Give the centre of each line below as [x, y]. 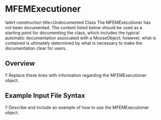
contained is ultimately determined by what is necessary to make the [74, 43]
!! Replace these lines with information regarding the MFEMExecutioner [76, 75]
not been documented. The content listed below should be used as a [74, 27]
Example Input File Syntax [45, 96]
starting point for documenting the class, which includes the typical [72, 33]
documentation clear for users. [36, 48]
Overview [20, 63]
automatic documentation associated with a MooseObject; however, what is [80, 38]
